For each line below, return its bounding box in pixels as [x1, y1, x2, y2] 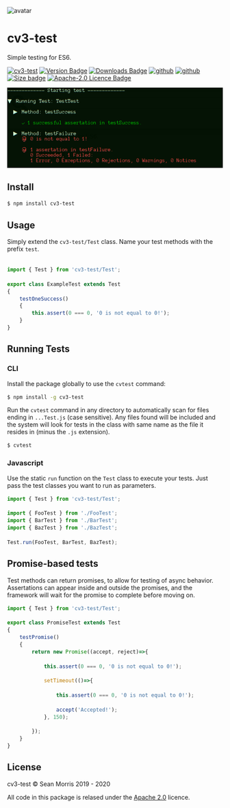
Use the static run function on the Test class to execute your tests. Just [7, 474, 208, 482]
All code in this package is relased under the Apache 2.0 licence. [7, 793, 190, 801]
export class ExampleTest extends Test [7, 280, 121, 288]
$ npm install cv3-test [7, 200, 75, 207]
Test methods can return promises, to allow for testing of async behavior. [7, 576, 214, 584]
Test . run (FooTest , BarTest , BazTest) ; [7, 539, 118, 546]
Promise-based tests [7, 558, 99, 570]
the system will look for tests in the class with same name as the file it [7, 420, 204, 429]
